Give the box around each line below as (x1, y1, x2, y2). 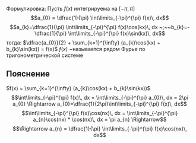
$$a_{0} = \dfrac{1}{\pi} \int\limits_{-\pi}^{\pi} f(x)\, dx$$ (30, 14, 169, 21)
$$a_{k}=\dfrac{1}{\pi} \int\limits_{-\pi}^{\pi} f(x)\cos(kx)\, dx (10, 24, 159, 30)
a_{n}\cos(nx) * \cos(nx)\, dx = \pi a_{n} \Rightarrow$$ (33, 116, 167, 123)
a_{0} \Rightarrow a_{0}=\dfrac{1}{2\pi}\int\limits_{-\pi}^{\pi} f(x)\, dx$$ (12, 100, 187, 107)
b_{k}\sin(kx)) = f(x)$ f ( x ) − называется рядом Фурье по (6, 46, 146, 52)
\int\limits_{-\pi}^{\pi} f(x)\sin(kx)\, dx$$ (68, 30, 165, 37)
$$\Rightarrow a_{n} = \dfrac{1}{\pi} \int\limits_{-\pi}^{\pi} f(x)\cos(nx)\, (12, 125, 187, 132)
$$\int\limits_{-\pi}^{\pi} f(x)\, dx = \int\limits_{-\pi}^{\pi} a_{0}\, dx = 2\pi (11, 94, 189, 101)
